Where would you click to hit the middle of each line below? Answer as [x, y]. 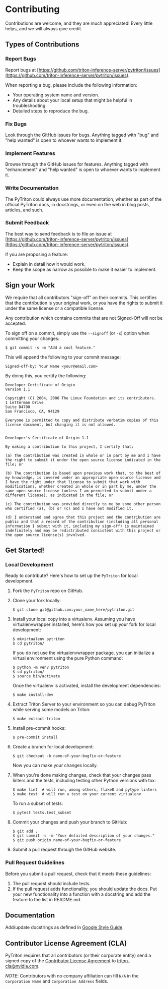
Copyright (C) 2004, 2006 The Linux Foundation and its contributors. [81, 398]
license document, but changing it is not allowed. [60, 425]
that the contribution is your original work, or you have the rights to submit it [84, 303]
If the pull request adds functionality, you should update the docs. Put [85, 889]
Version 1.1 [18, 389]
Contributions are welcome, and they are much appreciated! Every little [79, 23]
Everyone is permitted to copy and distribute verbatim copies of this [82, 420]
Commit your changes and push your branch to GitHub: [70, 822]
